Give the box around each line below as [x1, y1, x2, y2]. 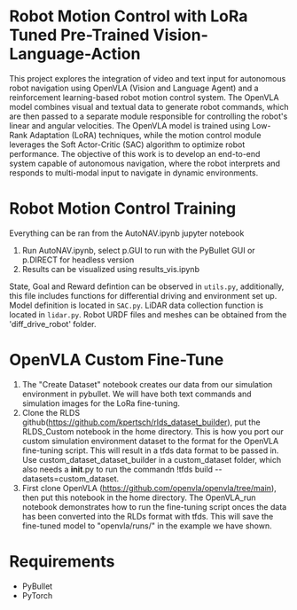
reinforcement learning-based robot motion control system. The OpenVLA [9, 91, 279, 103]
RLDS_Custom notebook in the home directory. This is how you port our [21, 426, 284, 436]
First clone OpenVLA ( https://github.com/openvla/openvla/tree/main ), [21, 482, 277, 493]
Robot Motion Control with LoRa [9, 6, 248, 27]
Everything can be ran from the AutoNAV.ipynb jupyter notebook [9, 228, 245, 239]
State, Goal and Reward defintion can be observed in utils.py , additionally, [9, 281, 285, 292]
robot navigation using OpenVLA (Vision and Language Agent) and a [9, 82, 259, 93]
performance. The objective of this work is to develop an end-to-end [9, 148, 261, 159]
